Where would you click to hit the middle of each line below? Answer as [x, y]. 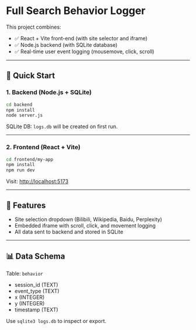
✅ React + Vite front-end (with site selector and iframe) [81, 38]
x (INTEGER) [29, 297]
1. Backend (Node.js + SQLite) [49, 92]
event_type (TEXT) [37, 291]
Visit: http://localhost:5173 [37, 181]
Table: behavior [25, 273]
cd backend [19, 104]
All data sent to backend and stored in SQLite [69, 232]
